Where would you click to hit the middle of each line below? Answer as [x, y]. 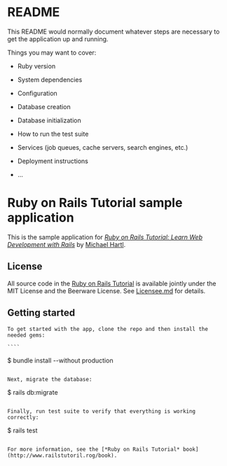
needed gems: [26, 335]
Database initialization [49, 120]
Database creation [44, 106]
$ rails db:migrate [33, 392]
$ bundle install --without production [60, 360]
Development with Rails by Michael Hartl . [67, 244]
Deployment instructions [53, 161]
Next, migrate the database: [50, 379]
